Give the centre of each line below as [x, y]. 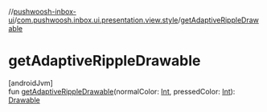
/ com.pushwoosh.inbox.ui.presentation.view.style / [97, 20]
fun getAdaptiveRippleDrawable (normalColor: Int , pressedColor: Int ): [122, 91]
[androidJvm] [31, 82]
